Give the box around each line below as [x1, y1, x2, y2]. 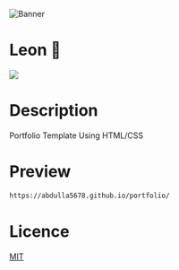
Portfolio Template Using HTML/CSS [9, 130, 144, 141]
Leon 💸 [9, 40, 62, 60]
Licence [9, 221, 70, 241]
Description [9, 100, 98, 121]
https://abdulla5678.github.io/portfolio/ [9, 191, 170, 200]
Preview [9, 161, 72, 182]
